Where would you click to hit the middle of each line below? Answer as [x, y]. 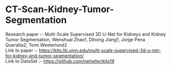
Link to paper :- [22, 50]
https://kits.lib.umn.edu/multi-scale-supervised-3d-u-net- [100, 50]
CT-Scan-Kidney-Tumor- [60, 9]
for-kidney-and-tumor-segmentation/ [45, 56]
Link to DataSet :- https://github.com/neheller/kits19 [60, 61]
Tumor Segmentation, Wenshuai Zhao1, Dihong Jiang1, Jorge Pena [75, 40]
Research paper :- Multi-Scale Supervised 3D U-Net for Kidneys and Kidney [86, 34]
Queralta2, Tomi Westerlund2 [36, 45]
